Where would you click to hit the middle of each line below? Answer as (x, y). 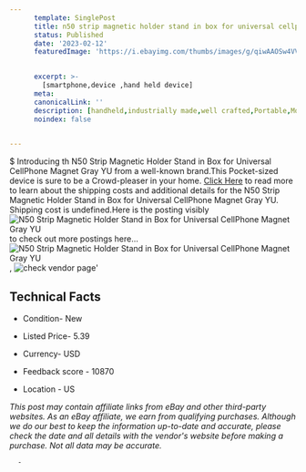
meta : (44, 93)
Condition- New (52, 318)
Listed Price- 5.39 (56, 336)
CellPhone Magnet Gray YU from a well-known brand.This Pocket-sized (144, 171)
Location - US (49, 389)
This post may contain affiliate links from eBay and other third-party (138, 406)
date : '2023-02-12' (70, 43)
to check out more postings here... (74, 239)
